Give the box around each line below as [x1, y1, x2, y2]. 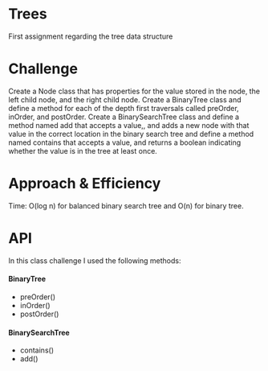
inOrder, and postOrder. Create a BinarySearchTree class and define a [8, 112, 239, 122]
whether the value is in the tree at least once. [8, 146, 158, 155]
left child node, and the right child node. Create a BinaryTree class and [8, 94, 242, 105]
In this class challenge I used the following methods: [8, 255, 181, 266]
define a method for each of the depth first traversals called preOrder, [8, 103, 239, 113]
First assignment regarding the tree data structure [8, 31, 173, 41]
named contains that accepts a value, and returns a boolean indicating [8, 138, 242, 147]
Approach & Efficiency [8, 175, 161, 193]
